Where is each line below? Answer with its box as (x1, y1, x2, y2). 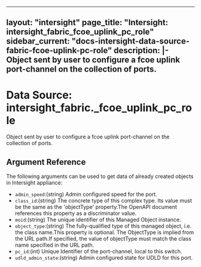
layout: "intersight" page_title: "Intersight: (6, 17, 169, 27)
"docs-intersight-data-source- (71, 36, 190, 47)
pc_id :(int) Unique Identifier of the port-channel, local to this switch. (14, 248, 182, 255)
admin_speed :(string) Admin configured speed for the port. (14, 191, 157, 198)
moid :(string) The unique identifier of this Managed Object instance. (14, 216, 181, 223)
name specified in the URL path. (14, 241, 95, 248)
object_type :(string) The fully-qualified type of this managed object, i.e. (14, 222, 192, 230)
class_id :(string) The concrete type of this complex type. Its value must (14, 197, 193, 204)
